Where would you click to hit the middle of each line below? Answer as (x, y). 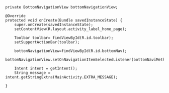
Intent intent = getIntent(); (46, 68)
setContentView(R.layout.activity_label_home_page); (71, 29)
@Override (16, 16)
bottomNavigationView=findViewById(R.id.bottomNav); (71, 51)
